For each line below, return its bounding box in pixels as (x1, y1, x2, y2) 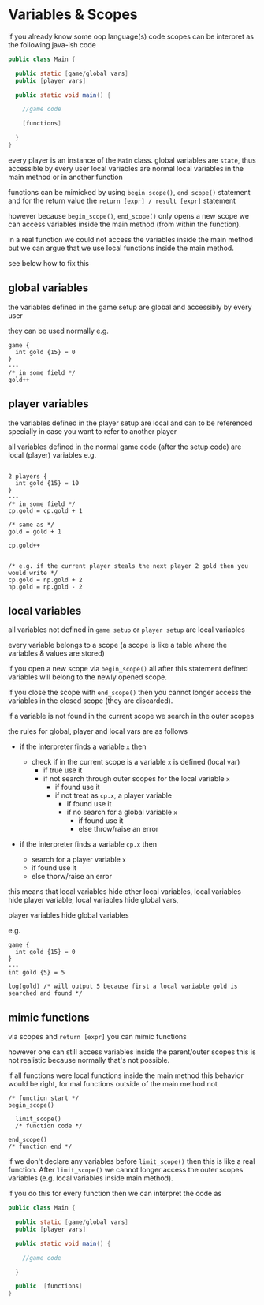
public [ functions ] (15, 1282, 83, 1291)
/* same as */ (8, 521, 55, 529)
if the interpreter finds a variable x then (19, 742, 147, 751)
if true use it (43, 765, 83, 775)
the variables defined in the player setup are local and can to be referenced (8, 418, 253, 428)
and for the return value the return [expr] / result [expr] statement (8, 196, 236, 205)
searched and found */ (8, 989, 83, 997)
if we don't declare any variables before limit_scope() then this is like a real (8, 1157, 255, 1166)
